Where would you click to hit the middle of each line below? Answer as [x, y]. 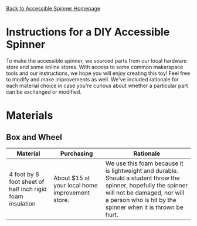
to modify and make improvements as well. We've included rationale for [92, 79]
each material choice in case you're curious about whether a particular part [97, 85]
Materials [30, 116]
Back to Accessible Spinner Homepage [53, 8]
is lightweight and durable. [142, 170]
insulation [23, 203]
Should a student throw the [142, 178]
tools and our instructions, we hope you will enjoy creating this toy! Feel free [98, 73]
